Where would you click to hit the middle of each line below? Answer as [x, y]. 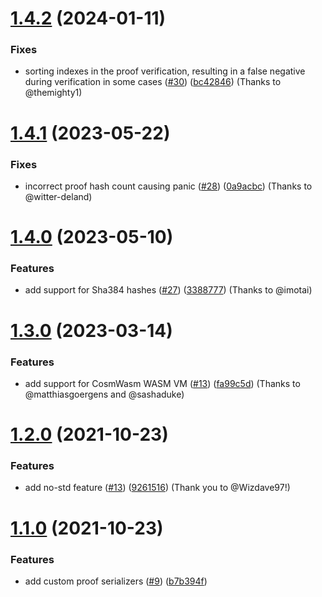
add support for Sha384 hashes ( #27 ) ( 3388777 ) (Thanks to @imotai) [168, 290]
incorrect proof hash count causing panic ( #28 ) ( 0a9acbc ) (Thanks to [168, 186]
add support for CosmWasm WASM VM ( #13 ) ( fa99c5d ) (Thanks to [162, 383]
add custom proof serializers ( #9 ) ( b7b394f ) [116, 581]
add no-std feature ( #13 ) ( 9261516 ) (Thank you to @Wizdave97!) [157, 488]
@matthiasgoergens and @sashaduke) [104, 394]
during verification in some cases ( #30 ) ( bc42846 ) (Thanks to [153, 82]
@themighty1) [53, 93]
